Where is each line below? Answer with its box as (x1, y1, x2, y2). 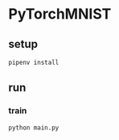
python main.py (8, 123, 59, 132)
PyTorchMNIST (8, 5, 112, 23)
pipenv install (8, 58, 59, 66)
